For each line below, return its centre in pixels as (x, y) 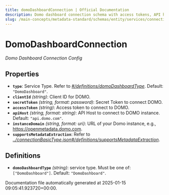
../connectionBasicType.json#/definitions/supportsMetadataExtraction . (86, 140)
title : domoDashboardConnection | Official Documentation (67, 10)
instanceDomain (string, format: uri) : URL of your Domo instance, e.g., (84, 123)
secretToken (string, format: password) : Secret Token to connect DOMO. (88, 102)
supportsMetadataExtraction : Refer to (51, 135)
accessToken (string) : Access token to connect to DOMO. (71, 108)
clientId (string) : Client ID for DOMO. (51, 97)
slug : (11, 19)
